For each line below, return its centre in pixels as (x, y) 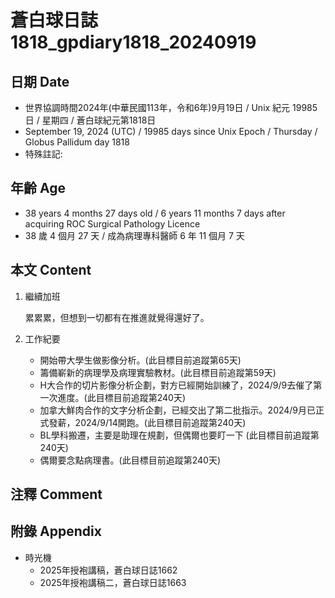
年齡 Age (38, 188)
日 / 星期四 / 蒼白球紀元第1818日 (90, 120)
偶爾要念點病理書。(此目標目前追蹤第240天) (130, 460)
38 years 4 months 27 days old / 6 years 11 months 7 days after (155, 213)
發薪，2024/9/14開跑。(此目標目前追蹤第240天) (147, 422)
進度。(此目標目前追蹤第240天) (122, 397)
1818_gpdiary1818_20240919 (133, 42)
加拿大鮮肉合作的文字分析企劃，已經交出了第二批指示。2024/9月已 (178, 410)
